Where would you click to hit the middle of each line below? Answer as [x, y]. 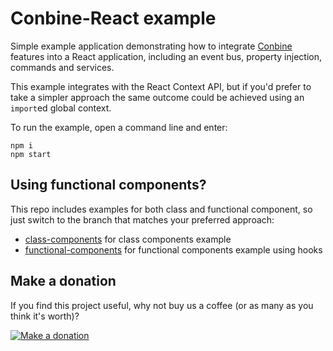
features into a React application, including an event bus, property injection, [166, 56]
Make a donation [63, 281]
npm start [31, 154]
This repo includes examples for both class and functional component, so [161, 209]
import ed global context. [61, 108]
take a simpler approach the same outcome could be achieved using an [157, 97]
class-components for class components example [128, 239]
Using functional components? [108, 185]
